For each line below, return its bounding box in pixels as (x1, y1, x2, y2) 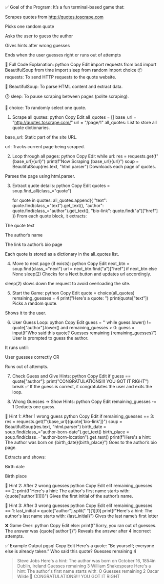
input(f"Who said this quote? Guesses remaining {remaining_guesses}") (12, 330, 157, 336)
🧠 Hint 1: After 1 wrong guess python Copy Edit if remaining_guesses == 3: (5, 413, 155, 419)
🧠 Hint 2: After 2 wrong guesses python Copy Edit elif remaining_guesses (5, 483, 153, 488)
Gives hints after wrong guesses (5, 43, 70, 48)
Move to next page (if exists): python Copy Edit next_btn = (12, 261, 130, 266)
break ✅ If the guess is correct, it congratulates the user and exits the (12, 384, 152, 389)
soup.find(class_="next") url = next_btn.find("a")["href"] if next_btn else (12, 266, 157, 271)
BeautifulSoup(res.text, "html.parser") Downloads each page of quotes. (12, 164, 156, 169)
